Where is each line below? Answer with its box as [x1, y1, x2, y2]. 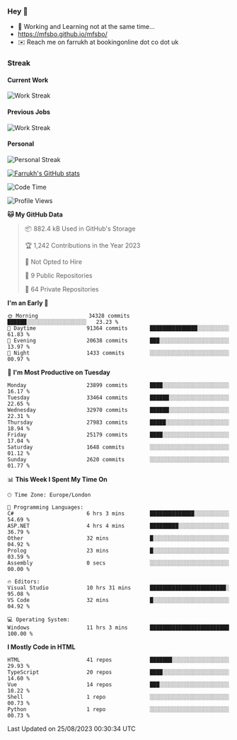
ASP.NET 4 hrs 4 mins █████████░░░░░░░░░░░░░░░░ [7, 522, 230, 529]
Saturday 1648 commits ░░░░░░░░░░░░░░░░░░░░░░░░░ [7, 444, 230, 451]
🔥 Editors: [7, 578, 40, 585]
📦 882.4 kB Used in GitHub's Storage [24, 224, 136, 233]
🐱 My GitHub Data [7, 210, 64, 219]
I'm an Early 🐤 [7, 299, 49, 307]
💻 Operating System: [7, 615, 71, 623]
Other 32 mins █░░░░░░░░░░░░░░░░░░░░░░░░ [7, 534, 230, 542]
